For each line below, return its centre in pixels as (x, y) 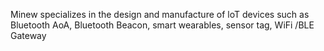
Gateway (28, 35)
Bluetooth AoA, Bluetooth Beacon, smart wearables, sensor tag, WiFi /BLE (162, 25)
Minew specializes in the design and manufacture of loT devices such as (160, 14)
